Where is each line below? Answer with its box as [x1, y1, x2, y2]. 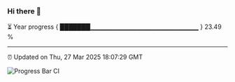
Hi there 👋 [7, 6, 42, 16]
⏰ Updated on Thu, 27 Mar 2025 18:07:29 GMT [7, 53, 143, 62]
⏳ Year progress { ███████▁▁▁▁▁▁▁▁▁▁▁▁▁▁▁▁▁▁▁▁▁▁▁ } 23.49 [7, 22, 222, 31]
